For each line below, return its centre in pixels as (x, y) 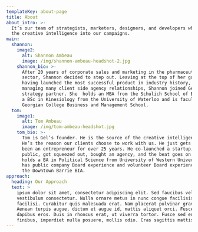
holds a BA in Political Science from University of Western (98, 160)
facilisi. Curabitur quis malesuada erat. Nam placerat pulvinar (99, 204)
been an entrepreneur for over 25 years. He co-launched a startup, (108, 149)
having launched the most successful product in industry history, (106, 83)
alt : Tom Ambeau (42, 122)
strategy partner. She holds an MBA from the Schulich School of (105, 94)
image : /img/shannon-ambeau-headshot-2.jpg (76, 61)
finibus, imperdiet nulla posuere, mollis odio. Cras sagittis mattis (105, 220)
